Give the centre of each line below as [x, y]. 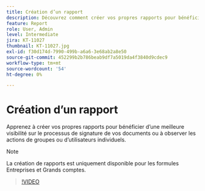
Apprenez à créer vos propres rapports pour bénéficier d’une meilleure [95, 127]
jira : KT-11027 [26, 40]
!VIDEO [30, 182]
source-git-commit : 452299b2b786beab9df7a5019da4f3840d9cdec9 [87, 57]
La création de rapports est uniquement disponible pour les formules [92, 164]
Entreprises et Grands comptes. [46, 170]
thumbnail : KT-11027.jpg [38, 46]
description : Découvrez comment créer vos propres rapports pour [91, 18]
